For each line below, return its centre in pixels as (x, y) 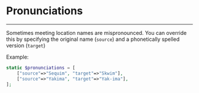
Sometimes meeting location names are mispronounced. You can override (97, 33)
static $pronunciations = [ (41, 68)
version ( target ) (26, 45)
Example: (17, 57)
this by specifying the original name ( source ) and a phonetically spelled (93, 39)
